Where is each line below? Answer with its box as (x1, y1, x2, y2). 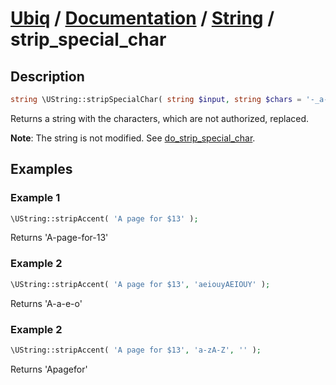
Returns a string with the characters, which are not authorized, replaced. (10, 112, 310, 124)
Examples (10, 161, 73, 178)
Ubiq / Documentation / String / (10, 7, 275, 30)
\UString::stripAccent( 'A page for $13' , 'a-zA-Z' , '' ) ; (10, 345, 262, 355)
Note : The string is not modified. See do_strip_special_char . (10, 132, 256, 144)
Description (10, 68, 85, 85)
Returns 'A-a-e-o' (10, 297, 83, 309)
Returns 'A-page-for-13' (10, 232, 109, 244)
